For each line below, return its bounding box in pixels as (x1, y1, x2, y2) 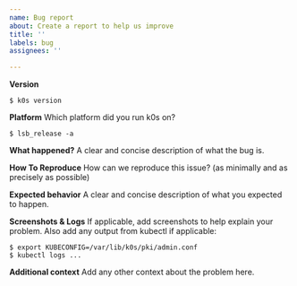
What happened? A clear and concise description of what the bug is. (9, 145, 265, 156)
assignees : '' (9, 47, 63, 56)
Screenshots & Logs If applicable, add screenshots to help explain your (9, 216, 274, 227)
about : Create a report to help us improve (9, 22, 174, 30)
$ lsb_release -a (9, 129, 74, 139)
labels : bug (9, 38, 54, 48)
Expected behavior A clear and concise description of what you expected (9, 189, 283, 200)
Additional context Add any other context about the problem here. (9, 266, 255, 278)
